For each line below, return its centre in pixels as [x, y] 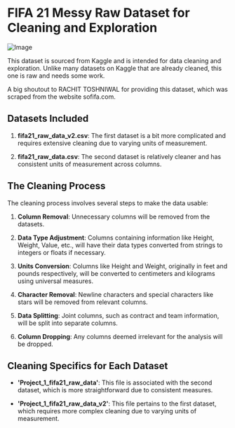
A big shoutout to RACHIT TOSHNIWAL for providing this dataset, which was [117, 89]
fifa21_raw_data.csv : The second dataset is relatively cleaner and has [119, 156]
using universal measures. [55, 281]
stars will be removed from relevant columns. [83, 302]
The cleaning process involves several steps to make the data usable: [108, 203]
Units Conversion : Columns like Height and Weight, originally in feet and [122, 266]
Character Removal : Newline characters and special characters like [115, 294]
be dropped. [35, 344]
